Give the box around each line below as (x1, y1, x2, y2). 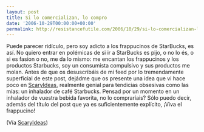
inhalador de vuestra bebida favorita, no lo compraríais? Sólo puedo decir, (6, 94, 191, 102)
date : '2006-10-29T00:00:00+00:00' (6, 20, 97, 26)
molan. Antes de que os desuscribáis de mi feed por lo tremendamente (6, 68, 184, 76)
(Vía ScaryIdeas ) (6, 119, 49, 127)
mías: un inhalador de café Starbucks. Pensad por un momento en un (6, 88, 180, 95)
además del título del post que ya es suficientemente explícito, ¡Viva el (6, 101, 182, 108)
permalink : (6, 26, 34, 32)
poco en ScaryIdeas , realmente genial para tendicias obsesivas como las (6, 82, 189, 89)
